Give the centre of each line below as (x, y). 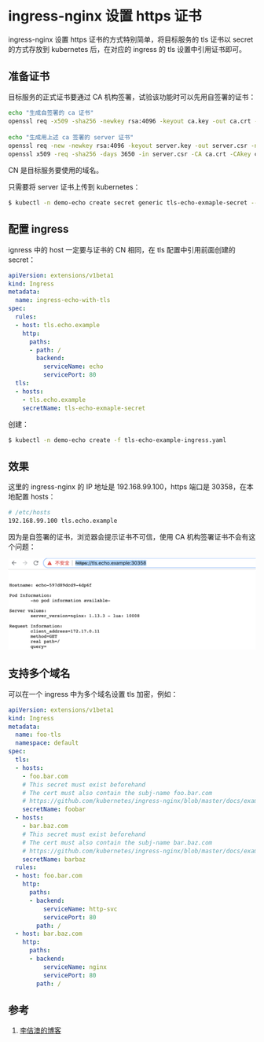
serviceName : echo (73, 366)
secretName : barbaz (54, 859)
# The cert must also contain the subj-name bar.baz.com (117, 842)
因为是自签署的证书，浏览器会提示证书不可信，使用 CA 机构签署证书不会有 (128, 537)
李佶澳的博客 (40, 1030)
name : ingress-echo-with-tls (63, 300)
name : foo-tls (38, 735)
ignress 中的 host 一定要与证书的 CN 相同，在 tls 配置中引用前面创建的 (122, 249)
